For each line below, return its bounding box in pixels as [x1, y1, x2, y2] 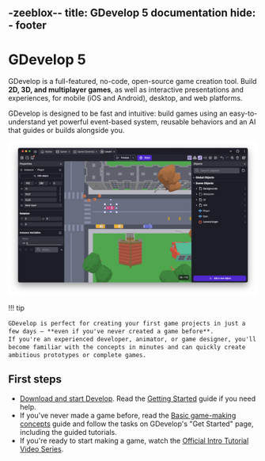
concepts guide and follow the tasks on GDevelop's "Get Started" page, [19, 419, 254, 429]
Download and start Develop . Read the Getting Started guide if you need [19, 394, 256, 403]
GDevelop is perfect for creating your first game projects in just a [8, 319, 246, 327]
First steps [8, 372, 62, 387]
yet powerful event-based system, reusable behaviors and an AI [47, 117, 256, 127]
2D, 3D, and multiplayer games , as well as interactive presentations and [8, 85, 244, 94]
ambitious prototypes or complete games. [8, 351, 147, 359]
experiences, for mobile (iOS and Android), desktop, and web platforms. [8, 93, 243, 103]
